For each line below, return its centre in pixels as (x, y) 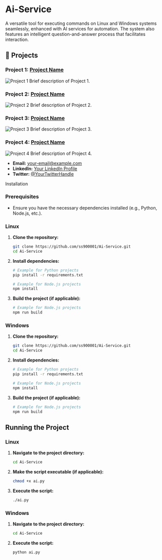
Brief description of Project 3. (61, 129)
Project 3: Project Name (35, 118)
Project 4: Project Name (35, 142)
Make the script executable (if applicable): (58, 471)
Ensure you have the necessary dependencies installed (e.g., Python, (85, 208)
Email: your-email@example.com (47, 163)
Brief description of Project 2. (61, 105)
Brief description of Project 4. (61, 153)
